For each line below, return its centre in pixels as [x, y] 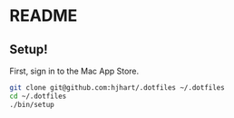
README [44, 16]
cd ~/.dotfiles [38, 96]
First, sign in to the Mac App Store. [74, 71]
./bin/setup [32, 104]
